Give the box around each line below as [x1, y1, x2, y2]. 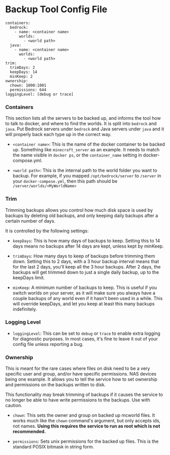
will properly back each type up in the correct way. [5, 131, 112, 138]
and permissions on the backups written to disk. [5, 382, 106, 388]
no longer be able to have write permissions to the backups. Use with [5, 397, 151, 403]
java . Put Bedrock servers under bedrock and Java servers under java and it [5, 126, 164, 132]
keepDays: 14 [10, 69, 38, 74]
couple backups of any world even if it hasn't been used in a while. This [12, 295, 163, 301]
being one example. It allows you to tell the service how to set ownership [5, 376, 157, 383]
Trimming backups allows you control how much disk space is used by [5, 207, 153, 213]
